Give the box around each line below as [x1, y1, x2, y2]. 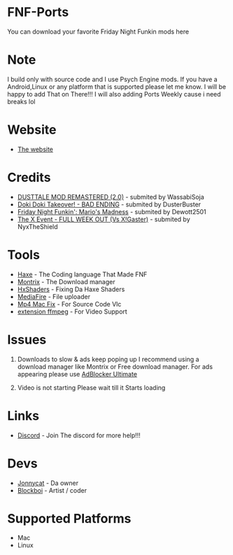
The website [17, 145, 54, 153]
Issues [7, 332, 47, 347]
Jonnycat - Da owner [17, 479, 79, 487]
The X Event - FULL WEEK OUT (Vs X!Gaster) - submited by [17, 215, 190, 223]
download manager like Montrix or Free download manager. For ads [17, 362, 213, 371]
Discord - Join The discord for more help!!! [17, 431, 141, 440]
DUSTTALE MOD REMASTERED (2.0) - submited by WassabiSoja [17, 192, 204, 201]
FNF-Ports [7, 4, 69, 20]
